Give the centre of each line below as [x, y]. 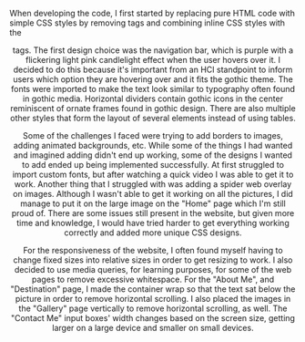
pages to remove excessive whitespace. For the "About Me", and [153, 279]
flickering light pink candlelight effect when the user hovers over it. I [153, 60]
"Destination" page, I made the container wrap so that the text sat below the [153, 289]
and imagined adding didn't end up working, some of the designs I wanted [153, 155]
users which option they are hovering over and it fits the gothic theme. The [153, 79]
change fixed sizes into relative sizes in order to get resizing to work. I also [153, 260]
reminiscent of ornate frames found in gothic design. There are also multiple [153, 108]
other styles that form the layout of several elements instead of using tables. [153, 118]
